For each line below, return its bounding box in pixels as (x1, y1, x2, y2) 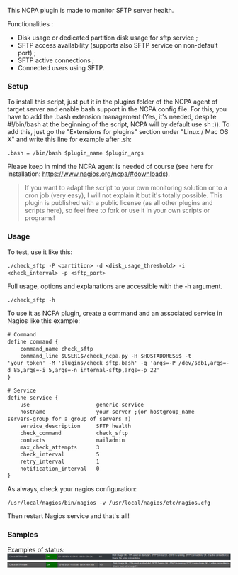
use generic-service (20, 401, 144, 408)
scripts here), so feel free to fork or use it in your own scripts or (24, 206, 210, 215)
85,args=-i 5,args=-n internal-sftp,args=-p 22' (13, 366, 160, 373)
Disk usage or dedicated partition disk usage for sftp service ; (17, 33, 198, 42)
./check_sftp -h (7, 296, 55, 304)
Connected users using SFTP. (17, 64, 105, 72)
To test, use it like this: (7, 248, 73, 256)
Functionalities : (7, 20, 54, 28)
